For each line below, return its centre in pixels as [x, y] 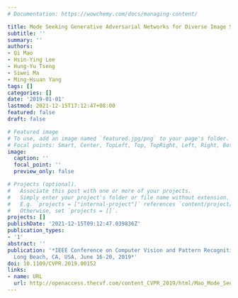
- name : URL [25, 277]
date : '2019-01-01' [36, 99]
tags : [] [20, 86]
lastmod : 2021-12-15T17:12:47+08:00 [61, 106]
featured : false [31, 113]
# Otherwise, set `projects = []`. [63, 211]
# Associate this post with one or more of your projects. [100, 191]
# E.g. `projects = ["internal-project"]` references [91, 204]
